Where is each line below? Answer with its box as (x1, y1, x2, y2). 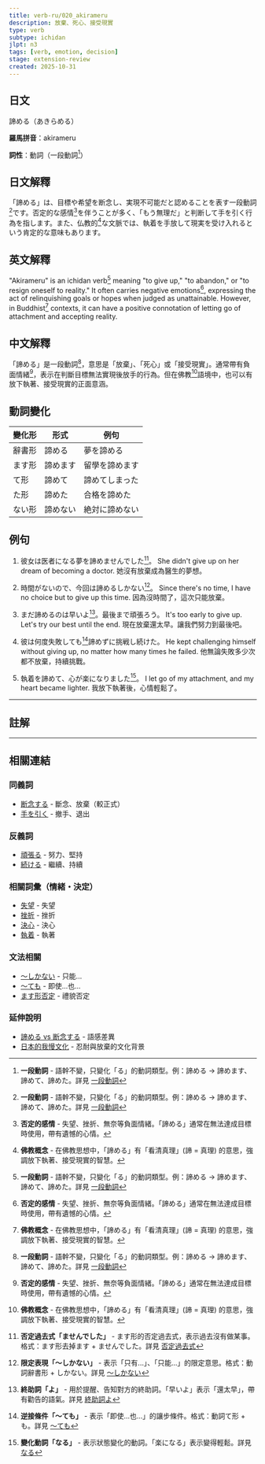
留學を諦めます (83, 460, 140, 471)
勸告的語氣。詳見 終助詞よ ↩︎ (27, 1394, 120, 1403)
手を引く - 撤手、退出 (20, 808, 90, 819)
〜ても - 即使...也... (20, 981, 81, 990)
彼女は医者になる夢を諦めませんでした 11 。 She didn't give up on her (20, 554, 239, 565)
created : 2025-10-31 (9, 63, 77, 71)
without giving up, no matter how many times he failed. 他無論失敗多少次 (20, 646, 256, 656)
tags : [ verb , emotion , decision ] (9, 48, 119, 56)
